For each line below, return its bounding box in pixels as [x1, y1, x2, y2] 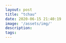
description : [5, 26, 32, 31]
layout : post [5, 7, 32, 12]
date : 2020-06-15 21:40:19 [5, 16, 61, 21]
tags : [5, 30, 16, 35]
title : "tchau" [5, 12, 37, 17]
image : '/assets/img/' [5, 21, 52, 26]
